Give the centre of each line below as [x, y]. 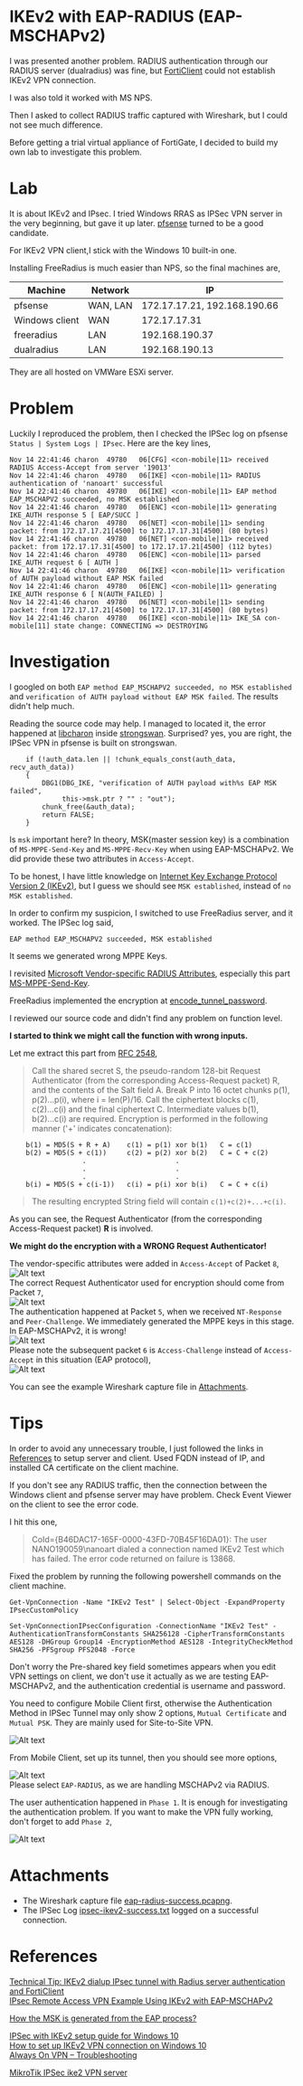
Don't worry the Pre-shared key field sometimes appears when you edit [143, 1666]
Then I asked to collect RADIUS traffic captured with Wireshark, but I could [148, 115]
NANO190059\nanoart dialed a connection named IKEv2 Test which [158, 1549]
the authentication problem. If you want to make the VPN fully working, [142, 1812]
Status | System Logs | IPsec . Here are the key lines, [110, 443]
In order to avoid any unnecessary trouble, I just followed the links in [137, 1448]
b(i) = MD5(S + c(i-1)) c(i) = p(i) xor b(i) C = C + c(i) [147, 1184]
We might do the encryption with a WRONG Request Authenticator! [138, 1246]
